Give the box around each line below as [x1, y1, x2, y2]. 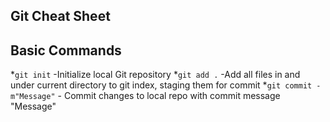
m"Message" [10, 92, 56, 102]
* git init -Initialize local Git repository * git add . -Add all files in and [10, 69, 301, 81]
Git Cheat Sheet [10, 8, 111, 25]
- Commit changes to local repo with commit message [57, 90, 281, 102]
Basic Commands [10, 42, 122, 59]
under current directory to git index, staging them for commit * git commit [10, 79, 313, 91]
